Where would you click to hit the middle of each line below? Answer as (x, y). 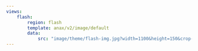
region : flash (44, 22)
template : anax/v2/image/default (68, 28)
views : (14, 11)
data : (34, 33)
